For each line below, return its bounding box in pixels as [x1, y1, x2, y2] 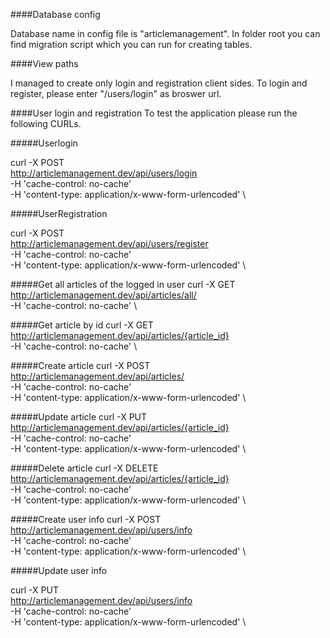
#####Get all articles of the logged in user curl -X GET [10, 279, 236, 290]
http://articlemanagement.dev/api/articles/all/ [10, 289, 197, 301]
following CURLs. [10, 118, 82, 129]
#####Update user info [10, 565, 108, 576]
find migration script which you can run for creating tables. [10, 39, 253, 50]
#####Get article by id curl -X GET [10, 319, 154, 331]
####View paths [10, 58, 79, 69]
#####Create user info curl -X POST [10, 514, 162, 525]
